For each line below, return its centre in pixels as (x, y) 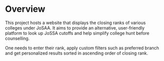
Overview (25, 9)
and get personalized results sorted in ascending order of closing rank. (77, 53)
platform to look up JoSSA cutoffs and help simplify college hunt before (77, 33)
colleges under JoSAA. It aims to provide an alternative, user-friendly (75, 28)
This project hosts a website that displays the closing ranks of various (75, 23)
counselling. (17, 38)
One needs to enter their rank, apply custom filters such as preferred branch (82, 48)
